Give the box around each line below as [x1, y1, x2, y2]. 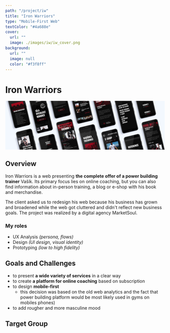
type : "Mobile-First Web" [5, 19, 60, 24]
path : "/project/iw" [5, 8, 49, 13]
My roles [5, 222, 27, 229]
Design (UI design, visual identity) [12, 239, 83, 245]
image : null [10, 56, 35, 61]
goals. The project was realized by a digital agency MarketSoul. [5, 210, 138, 216]
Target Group [5, 319, 48, 328]
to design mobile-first [12, 283, 59, 289]
